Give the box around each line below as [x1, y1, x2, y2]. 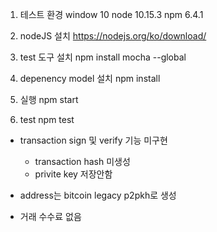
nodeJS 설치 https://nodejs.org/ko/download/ [19, 30, 207, 42]
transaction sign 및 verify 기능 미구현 [19, 134, 168, 146]
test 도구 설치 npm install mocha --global [19, 51, 187, 63]
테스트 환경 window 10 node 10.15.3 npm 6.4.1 [19, 9, 204, 20]
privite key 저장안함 [34, 168, 113, 180]
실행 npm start [19, 94, 79, 105]
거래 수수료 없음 [19, 211, 82, 222]
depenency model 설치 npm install [19, 73, 161, 84]
